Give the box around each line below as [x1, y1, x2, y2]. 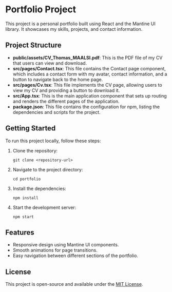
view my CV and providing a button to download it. [12, 87, 120, 93]
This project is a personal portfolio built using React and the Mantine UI [5, 21, 156, 27]
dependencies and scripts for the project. [12, 109, 101, 115]
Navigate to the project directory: [12, 166, 83, 172]
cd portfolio [12, 176, 41, 182]
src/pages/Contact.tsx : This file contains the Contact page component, [12, 65, 166, 71]
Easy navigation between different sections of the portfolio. [12, 252, 139, 259]
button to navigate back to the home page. [12, 76, 103, 83]
